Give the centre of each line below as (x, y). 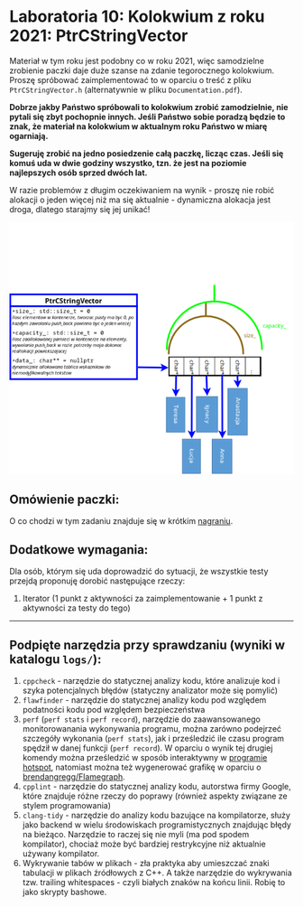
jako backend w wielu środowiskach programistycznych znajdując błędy (156, 825)
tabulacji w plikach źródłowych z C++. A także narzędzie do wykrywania (157, 873)
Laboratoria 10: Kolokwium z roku (137, 17)
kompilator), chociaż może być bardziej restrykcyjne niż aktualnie (144, 844)
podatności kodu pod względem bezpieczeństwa (114, 710)
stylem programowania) (66, 806)
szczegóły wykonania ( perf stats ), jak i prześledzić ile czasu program (153, 739)
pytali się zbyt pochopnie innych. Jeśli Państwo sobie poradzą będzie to (147, 117)
